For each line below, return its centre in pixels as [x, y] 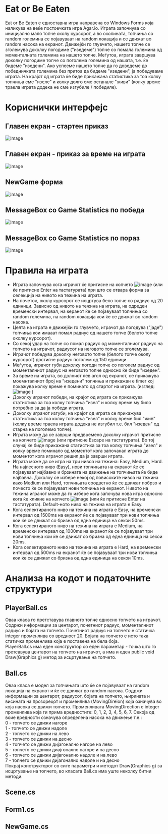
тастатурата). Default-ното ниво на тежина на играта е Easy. [77, 505]
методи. [14, 776]
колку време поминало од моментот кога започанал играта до [80, 451]
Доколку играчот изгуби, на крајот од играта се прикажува [77, 413]
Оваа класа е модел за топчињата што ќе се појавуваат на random [77, 685]
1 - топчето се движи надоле [36, 728]
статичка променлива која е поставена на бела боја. [62, 641]
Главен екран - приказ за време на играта [75, 154]
